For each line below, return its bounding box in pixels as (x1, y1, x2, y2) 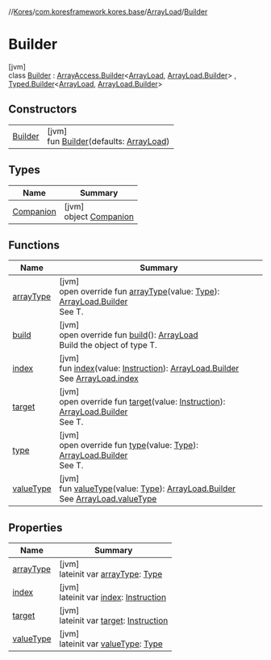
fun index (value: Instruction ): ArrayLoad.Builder (59, 363, 240, 374)
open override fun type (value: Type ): (59, 440, 199, 451)
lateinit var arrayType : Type (59, 569, 163, 580)
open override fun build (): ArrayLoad (59, 329, 199, 341)
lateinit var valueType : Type (59, 638, 163, 649)
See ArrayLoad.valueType (59, 493, 157, 505)
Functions (8, 238, 60, 252)
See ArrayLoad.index (59, 373, 139, 384)
